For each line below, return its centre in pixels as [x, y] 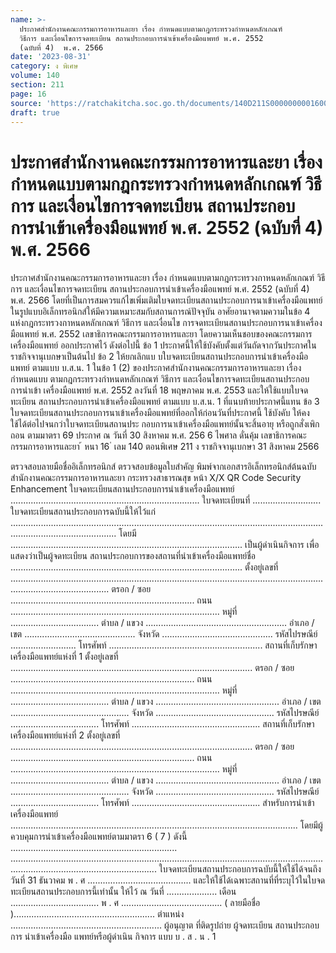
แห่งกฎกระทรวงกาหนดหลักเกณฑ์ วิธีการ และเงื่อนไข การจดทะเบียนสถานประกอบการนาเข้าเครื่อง [166, 323]
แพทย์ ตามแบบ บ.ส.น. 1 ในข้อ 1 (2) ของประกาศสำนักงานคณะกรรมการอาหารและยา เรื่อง [156, 368]
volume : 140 [35, 76]
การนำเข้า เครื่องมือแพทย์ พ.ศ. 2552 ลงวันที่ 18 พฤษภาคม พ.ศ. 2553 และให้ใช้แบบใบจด [159, 390]
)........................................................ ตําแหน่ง [97, 914]
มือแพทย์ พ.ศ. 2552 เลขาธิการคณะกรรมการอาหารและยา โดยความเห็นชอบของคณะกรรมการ [161, 334]
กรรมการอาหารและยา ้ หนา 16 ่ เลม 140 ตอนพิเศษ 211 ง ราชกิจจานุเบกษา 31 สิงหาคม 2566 [165, 447]
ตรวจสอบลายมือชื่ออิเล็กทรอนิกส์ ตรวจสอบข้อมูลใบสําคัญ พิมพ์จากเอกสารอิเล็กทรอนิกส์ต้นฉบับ [163, 467]
